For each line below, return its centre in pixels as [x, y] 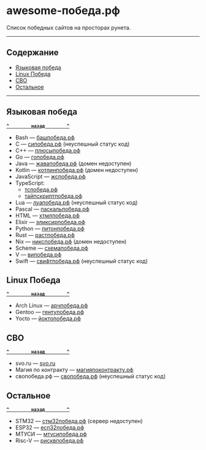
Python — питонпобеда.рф [50, 228]
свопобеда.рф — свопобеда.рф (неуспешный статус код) [90, 377]
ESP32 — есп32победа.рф [50, 427]
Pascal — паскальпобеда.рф [52, 209]
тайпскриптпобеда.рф [53, 196]
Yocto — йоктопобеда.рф [48, 318]
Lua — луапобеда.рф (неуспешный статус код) [76, 202]
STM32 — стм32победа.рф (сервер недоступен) [79, 421]
